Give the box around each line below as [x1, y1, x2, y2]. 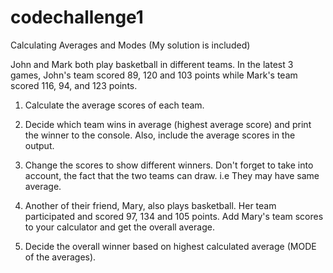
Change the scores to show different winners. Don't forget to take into [24, 159, 314, 171]
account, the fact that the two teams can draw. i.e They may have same [24, 169, 320, 181]
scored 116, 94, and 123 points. [10, 79, 138, 91]
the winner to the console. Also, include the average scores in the [24, 129, 296, 141]
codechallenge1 [10, 6, 144, 29]
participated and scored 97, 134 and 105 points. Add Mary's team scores [24, 210, 324, 222]
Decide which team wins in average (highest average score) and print [24, 118, 312, 130]
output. [24, 139, 55, 151]
